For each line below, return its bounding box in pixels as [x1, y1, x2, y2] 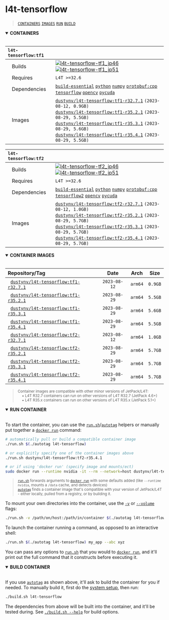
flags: [5, 506, 17, 512]
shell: [5, 530, 17, 536]
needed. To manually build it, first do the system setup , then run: [5, 584, 139, 590]
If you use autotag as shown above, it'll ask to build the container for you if [5, 579, 160, 585]
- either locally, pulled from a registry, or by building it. [17, 491, 112, 497]
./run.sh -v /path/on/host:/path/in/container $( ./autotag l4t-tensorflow [5, 515, 165, 521]
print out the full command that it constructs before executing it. [5, 554, 138, 560]
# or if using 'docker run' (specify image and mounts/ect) [5, 464, 134, 470]
